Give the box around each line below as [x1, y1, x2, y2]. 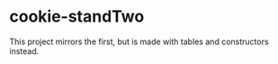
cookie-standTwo [9, 6, 145, 27]
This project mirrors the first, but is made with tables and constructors [9, 36, 269, 47]
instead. [9, 45, 40, 56]
